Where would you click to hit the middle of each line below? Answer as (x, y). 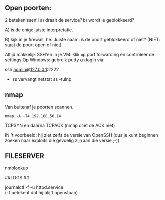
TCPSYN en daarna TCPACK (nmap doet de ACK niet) (60, 125)
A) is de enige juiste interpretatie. (39, 30)
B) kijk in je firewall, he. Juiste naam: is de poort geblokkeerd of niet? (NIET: (82, 39)
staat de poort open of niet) (33, 45)
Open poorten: (28, 8)
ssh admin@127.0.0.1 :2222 (32, 69)
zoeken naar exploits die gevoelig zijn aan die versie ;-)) (62, 140)
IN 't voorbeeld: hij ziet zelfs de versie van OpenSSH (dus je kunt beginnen (82, 135)
